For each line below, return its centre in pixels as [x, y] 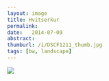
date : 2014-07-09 [35, 32]
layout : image [27, 13]
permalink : [23, 26]
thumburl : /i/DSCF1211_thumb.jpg [55, 45]
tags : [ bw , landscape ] [39, 52]
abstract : [21, 39]
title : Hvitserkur [33, 20]
